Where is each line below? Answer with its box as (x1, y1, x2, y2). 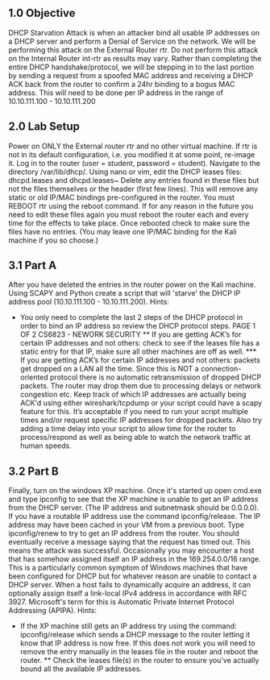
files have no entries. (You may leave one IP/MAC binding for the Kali (8, 226, 237, 236)
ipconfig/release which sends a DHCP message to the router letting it (19, 630, 251, 640)
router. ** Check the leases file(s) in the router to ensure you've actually (19, 656, 260, 665)
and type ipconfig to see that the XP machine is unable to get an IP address (8, 495, 259, 504)
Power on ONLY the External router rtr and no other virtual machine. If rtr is (8, 141, 258, 151)
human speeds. (19, 441, 72, 450)
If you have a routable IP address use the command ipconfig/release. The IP (8, 512, 260, 521)
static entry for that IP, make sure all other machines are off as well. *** (19, 346, 257, 357)
